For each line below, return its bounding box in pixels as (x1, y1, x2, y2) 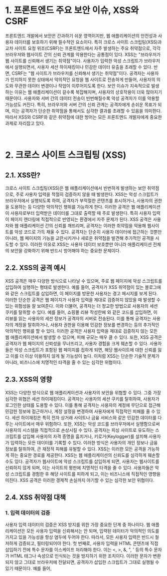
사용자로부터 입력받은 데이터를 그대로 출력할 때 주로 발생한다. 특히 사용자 (10, 210, 152, 216)
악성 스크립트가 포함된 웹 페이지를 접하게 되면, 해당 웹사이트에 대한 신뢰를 (14, 346, 157, 353)
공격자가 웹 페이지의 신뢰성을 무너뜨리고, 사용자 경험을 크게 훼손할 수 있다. (5, 340, 149, 346)
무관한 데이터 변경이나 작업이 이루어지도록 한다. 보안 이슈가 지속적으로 (14, 83, 151, 89)
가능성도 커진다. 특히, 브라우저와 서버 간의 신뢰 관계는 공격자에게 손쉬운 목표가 (5, 101, 157, 108)
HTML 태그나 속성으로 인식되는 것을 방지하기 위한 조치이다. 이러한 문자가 (10, 553, 152, 559)
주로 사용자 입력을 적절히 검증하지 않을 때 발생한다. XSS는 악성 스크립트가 (15, 191, 159, 197)
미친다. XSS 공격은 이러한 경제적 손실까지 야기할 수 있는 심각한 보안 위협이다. (5, 477, 155, 483)
